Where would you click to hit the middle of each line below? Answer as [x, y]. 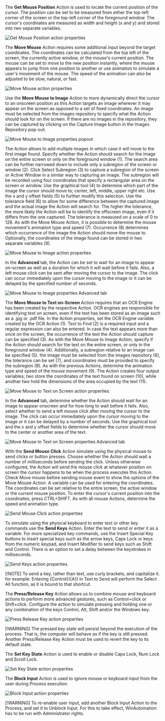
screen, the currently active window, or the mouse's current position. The [80, 58]
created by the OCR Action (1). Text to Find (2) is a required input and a [77, 324]
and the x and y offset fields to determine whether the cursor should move [81, 427]
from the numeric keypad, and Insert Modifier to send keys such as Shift [78, 544]
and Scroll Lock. [21, 659]
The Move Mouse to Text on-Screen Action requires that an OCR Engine [79, 303]
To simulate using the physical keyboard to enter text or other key [72, 523]
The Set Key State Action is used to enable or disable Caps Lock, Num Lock [82, 654]
